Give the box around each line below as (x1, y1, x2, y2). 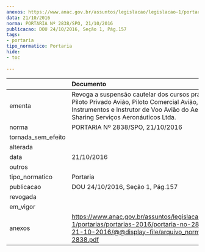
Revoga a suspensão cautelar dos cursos (71, 90, 190, 98)
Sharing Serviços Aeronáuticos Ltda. (71, 113, 176, 121)
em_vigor (9, 202, 35, 211)
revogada (9, 192, 37, 201)
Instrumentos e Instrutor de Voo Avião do (71, 105, 189, 114)
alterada (9, 143, 34, 151)
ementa (9, 102, 32, 110)
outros (9, 163, 29, 171)
